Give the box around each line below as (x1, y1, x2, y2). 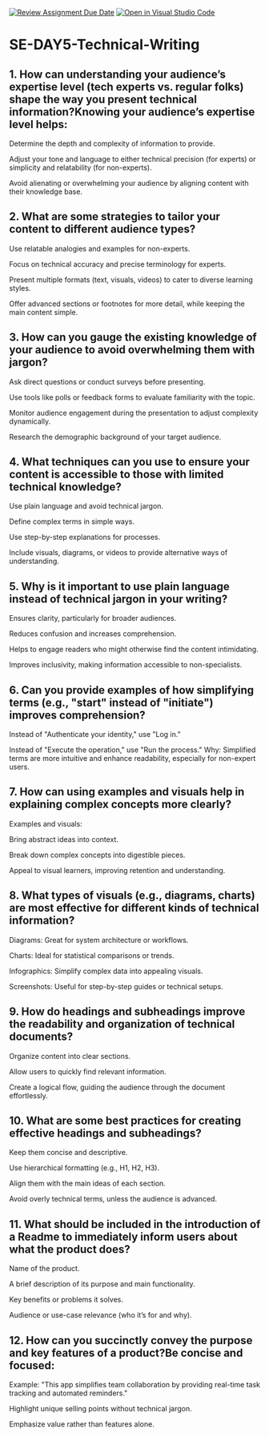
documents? (9, 1030, 74, 1044)
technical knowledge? (9, 481, 122, 494)
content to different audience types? (9, 223, 196, 236)
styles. (9, 283, 31, 292)
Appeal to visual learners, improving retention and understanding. (9, 865, 226, 875)
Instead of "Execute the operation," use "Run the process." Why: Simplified (9, 745, 256, 755)
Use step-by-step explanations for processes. (9, 533, 161, 542)
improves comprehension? (9, 708, 147, 722)
